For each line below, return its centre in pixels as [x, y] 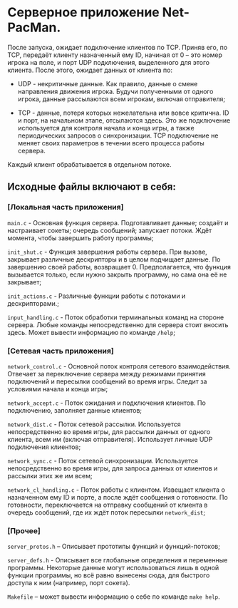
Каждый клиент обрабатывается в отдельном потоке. [89, 164]
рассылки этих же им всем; [50, 475]
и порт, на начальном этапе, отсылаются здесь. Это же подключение [124, 120]
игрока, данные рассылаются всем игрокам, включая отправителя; [121, 99]
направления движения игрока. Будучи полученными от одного [115, 91]
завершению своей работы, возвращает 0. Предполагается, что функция [119, 267]
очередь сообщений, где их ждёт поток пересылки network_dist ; [106, 512]
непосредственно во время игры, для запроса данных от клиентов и [113, 468]
